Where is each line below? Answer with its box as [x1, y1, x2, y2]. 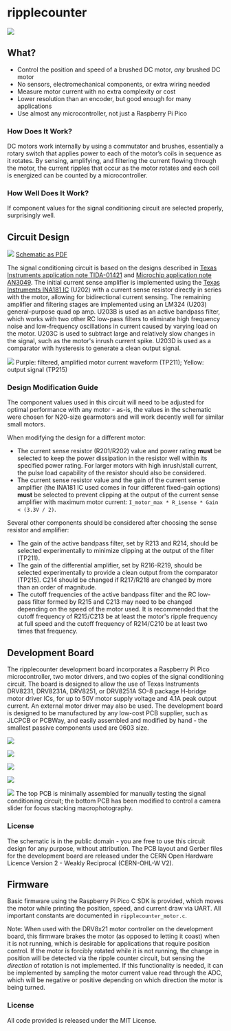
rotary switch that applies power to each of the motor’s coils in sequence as [7, 149, 222, 158]
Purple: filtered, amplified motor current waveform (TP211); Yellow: [15, 358, 204, 367]
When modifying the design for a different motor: [7, 433, 146, 442]
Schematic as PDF [15, 250, 67, 259]
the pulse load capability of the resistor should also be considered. [16, 469, 206, 477]
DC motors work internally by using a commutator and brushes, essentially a [7, 142, 223, 151]
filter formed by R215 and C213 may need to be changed [32, 598, 192, 606]
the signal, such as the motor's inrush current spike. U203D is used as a [7, 337, 212, 345]
